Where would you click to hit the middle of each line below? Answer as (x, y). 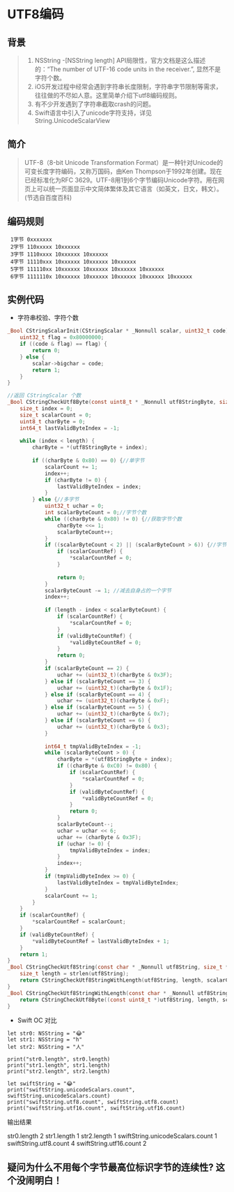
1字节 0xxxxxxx (31, 239)
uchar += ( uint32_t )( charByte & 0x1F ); (115, 688)
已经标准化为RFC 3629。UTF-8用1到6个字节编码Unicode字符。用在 (121, 180)
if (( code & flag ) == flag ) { (64, 344)
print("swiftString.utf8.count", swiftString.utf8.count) (93, 1102)
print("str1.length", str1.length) (59, 1066)
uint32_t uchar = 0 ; (74, 506)
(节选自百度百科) (48, 197)
